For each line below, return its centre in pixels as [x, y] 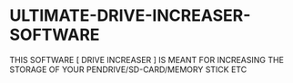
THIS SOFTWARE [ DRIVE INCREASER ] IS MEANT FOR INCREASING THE [147, 60]
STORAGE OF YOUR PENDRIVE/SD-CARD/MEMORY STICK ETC [128, 69]
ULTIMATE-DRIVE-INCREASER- [130, 16]
